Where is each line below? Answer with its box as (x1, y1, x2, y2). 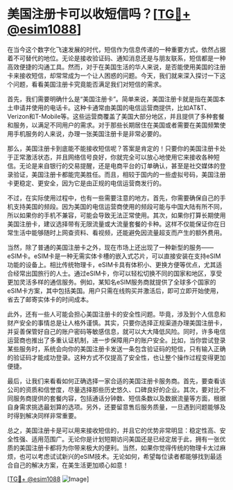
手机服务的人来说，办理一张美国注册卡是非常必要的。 (12, 129, 165, 137)
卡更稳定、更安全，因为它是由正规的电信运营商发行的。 (7, 178, 165, 187)
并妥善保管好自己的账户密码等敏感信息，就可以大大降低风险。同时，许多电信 (7, 327, 226, 335)
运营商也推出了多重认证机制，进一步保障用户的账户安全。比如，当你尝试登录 (7, 336, 226, 344)
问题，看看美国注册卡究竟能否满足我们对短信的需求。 (12, 80, 165, 88)
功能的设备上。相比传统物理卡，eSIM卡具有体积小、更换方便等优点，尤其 (7, 260, 216, 269)
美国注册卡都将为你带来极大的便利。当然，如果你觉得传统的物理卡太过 (19, 443, 220, 452)
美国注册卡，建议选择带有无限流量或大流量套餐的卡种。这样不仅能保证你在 (7, 219, 220, 228)
